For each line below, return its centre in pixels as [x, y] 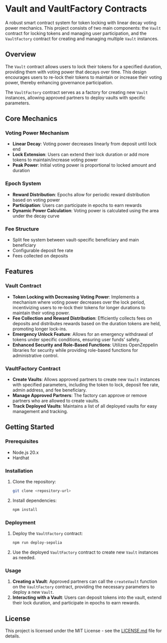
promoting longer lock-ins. [40, 329]
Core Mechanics [31, 119]
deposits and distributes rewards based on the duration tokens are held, [86, 323]
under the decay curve [36, 216]
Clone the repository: [34, 482]
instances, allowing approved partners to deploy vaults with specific [75, 97]
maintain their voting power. [41, 313]
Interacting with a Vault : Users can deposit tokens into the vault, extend [87, 597]
